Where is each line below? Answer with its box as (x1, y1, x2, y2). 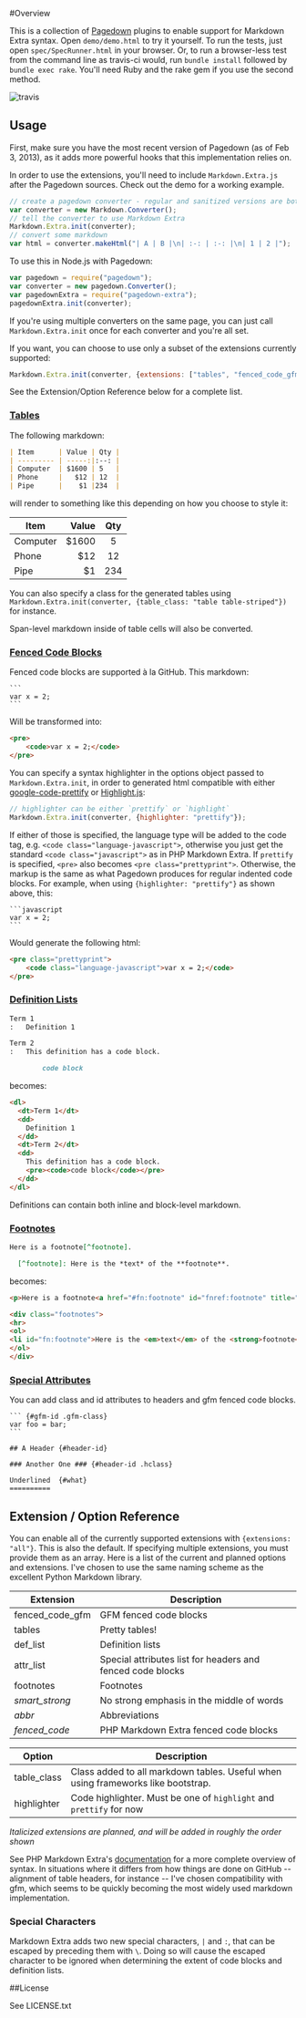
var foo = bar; (9, 1420, 67, 1430)
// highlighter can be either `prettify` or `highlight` (9, 804, 230, 814)
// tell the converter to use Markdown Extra (9, 213, 185, 222)
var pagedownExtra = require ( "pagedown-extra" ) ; (9, 290, 198, 299)
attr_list (14, 1659, 46, 1671)
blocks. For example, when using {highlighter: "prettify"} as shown (9, 877, 276, 888)
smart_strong (14, 1693, 71, 1706)
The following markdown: (9, 429, 105, 440)
